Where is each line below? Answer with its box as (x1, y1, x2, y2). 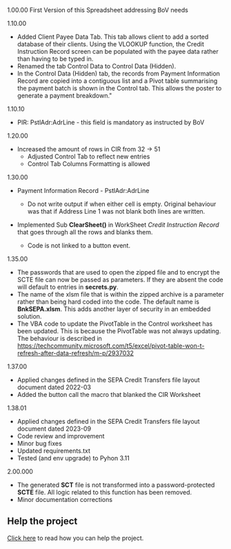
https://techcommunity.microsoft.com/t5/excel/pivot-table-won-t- (17, 342, 205, 350)
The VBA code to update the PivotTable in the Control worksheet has (17, 319, 213, 328)
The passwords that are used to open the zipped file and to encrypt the (17, 268, 221, 276)
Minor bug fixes (17, 439, 62, 447)
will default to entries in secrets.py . (17, 283, 119, 291)
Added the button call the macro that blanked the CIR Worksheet (17, 391, 201, 398)
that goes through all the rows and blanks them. (17, 228, 153, 236)
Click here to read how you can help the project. (7, 534, 144, 542)
